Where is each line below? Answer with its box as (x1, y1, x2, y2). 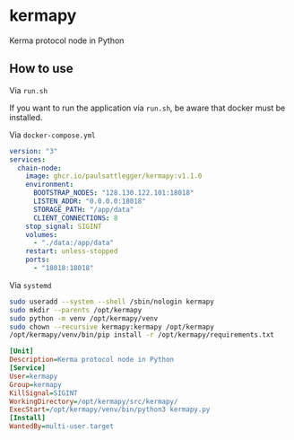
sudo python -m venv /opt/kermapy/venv (9, 313, 159, 323)
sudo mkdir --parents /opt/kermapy (9, 305, 143, 314)
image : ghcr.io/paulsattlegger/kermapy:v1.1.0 (25, 172, 203, 180)
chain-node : (17, 163, 63, 172)
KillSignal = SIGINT (9, 388, 78, 398)
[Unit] (9, 347, 34, 356)
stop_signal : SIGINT (25, 222, 102, 231)
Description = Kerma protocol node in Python (9, 356, 175, 365)
